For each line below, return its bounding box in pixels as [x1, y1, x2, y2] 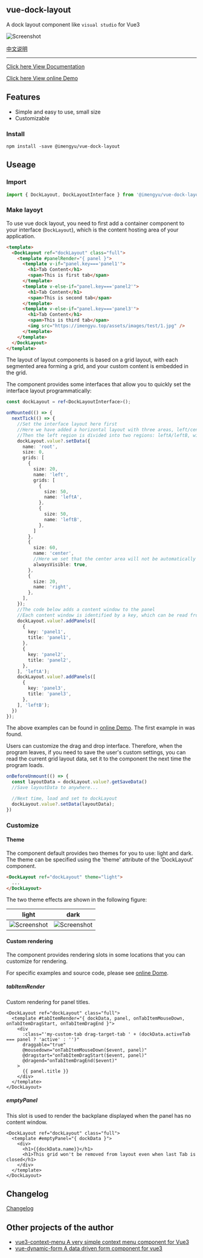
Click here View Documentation [6, 63, 85, 70]
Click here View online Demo [6, 74, 79, 82]
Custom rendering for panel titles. [6, 998, 90, 1005]
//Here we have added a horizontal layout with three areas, [17, 426, 174, 433]
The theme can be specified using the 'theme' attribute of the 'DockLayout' [6, 855, 194, 863]
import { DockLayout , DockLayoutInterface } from [6, 192, 134, 198]
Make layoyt [6, 206, 43, 214]
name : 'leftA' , [44, 494, 83, 501]
